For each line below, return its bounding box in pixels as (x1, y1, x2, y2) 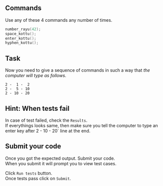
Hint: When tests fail (5, 104, 70, 113)
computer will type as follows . (5, 73, 67, 79)
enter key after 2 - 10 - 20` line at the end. (5, 128, 91, 134)
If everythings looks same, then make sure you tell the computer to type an (5, 122, 159, 128)
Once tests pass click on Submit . (5, 175, 71, 181)
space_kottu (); (5, 31, 37, 36)
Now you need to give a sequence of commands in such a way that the (5, 67, 150, 73)
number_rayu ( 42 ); (5, 27, 41, 32)
